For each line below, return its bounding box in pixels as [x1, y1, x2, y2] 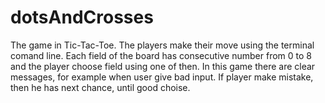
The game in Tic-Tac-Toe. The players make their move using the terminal [10, 39, 315, 51]
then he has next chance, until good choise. [10, 81, 191, 93]
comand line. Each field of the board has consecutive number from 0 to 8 [10, 49, 312, 61]
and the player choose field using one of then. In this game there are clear [10, 60, 316, 72]
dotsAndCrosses [10, 6, 154, 29]
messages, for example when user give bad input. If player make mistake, [10, 71, 314, 83]
